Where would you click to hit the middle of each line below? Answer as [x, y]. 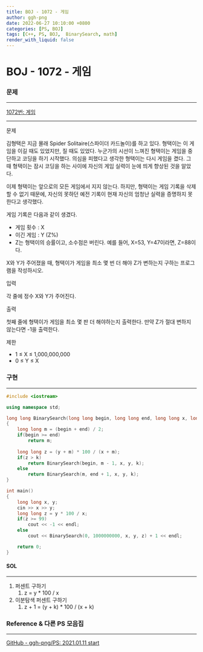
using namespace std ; [34, 407]
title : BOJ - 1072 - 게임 [38, 12]
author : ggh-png [27, 18]
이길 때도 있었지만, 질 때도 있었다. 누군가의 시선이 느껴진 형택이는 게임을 [102, 151]
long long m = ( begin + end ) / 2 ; [60, 429]
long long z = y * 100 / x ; [52, 513]
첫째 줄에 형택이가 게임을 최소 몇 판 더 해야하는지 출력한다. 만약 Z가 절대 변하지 [99, 322]
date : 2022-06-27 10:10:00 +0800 [48, 23]
